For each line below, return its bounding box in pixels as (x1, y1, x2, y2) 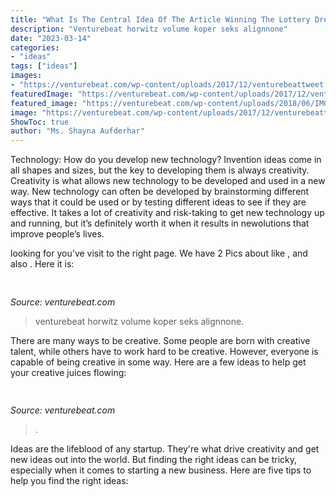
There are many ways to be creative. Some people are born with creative (10, 334, 311, 346)
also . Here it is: (10, 258, 75, 270)
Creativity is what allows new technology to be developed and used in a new (10, 175, 326, 187)
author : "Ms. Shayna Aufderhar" (10, 126, 145, 136)
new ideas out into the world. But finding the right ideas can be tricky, (10, 453, 298, 465)
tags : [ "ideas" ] (10, 61, 78, 71)
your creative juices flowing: (10, 366, 127, 378)
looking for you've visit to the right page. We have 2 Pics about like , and (10, 247, 308, 260)
